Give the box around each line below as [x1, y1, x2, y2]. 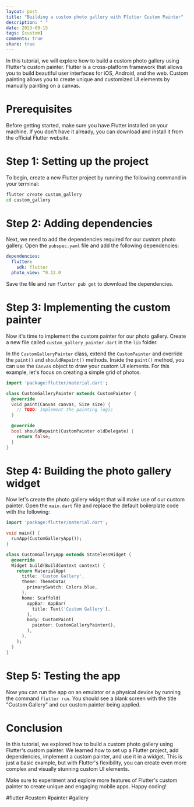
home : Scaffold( [21, 595, 61, 601]
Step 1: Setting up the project [6, 155, 149, 168]
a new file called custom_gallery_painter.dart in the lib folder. [6, 338, 158, 345]
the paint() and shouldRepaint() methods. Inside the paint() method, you [6, 356, 185, 363]
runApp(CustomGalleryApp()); [11, 536, 82, 542]
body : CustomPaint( [27, 617, 75, 623]
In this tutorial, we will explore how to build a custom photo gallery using [6, 57, 179, 64]
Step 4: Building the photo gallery [6, 464, 172, 477]
